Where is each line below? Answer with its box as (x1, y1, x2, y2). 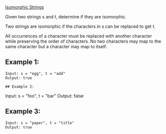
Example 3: (5, 107, 41, 116)
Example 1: (5, 58, 39, 67)
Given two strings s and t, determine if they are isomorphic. (5, 14, 127, 19)
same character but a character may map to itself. (5, 44, 107, 49)
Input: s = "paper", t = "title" (5, 120, 75, 126)
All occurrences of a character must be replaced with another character (5, 33, 153, 39)
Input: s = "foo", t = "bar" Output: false (5, 93, 84, 99)
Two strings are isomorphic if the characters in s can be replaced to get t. (5, 23, 156, 29)
